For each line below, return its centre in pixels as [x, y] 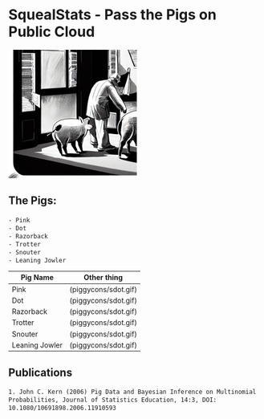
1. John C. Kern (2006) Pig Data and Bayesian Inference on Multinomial [132, 392]
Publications [41, 372]
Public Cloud [52, 32]
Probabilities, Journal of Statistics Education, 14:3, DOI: [113, 400]
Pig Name [37, 278]
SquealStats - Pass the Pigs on [112, 15]
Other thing [103, 278]
